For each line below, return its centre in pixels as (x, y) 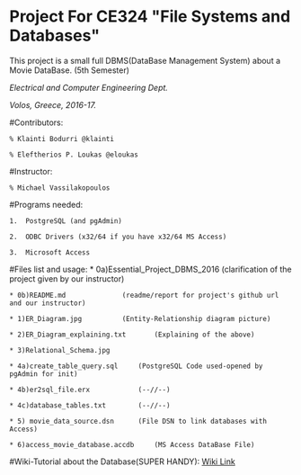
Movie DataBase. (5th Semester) (70, 70)
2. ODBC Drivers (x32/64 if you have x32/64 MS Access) (118, 237)
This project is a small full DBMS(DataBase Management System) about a (145, 60)
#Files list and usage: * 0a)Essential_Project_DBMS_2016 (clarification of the (150, 269)
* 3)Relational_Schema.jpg (60, 350)
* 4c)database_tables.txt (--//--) (90, 405)
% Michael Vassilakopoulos (60, 188)
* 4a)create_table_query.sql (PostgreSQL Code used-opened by (136, 366)
